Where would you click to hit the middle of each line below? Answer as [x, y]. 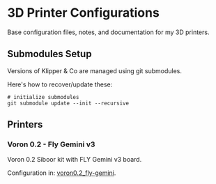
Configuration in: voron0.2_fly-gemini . [62, 173]
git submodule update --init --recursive [68, 103]
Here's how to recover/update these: [60, 84]
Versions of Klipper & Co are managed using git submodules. [95, 70]
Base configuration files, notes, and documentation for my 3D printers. [108, 32]
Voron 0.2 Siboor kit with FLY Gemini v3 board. [75, 160]
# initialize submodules [43, 97]
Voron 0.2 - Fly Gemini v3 [51, 144]
